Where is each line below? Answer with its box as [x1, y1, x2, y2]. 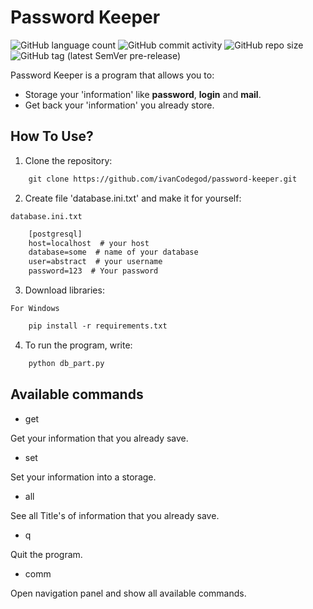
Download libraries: [24, 284, 105, 296]
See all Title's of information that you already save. [10, 509, 220, 521]
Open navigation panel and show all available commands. [10, 587, 247, 599]
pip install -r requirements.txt [28, 321, 168, 331]
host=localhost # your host [28, 238, 150, 248]
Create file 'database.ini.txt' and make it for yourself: [24, 192, 242, 204]
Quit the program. [10, 548, 83, 560]
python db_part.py [28, 358, 105, 368]
